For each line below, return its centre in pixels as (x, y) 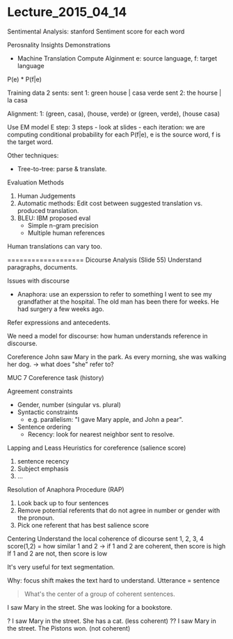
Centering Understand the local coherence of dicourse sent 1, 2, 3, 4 (105, 538)
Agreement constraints (40, 391)
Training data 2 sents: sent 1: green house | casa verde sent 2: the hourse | (114, 93)
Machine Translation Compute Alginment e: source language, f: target (117, 58)
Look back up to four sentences (63, 503)
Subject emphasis (43, 468)
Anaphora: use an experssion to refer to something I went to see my (114, 294)
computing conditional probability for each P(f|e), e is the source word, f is (114, 134)
